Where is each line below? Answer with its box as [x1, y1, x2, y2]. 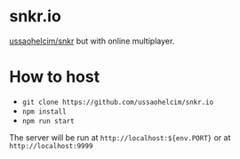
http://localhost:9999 [9, 141, 93, 150]
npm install [21, 107, 67, 116]
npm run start [21, 116, 75, 125]
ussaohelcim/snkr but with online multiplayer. [9, 36, 175, 46]
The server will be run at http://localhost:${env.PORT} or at [9, 131, 231, 143]
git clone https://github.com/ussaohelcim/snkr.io [21, 98, 214, 107]
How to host [9, 67, 100, 87]
